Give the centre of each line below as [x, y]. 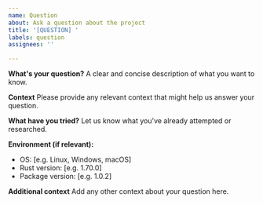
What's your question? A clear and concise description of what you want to [131, 74]
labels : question [37, 37]
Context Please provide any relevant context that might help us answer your [131, 97]
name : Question [33, 15]
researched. [27, 129]
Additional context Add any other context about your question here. [119, 191]
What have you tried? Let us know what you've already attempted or [120, 121]
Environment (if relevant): [51, 144]
